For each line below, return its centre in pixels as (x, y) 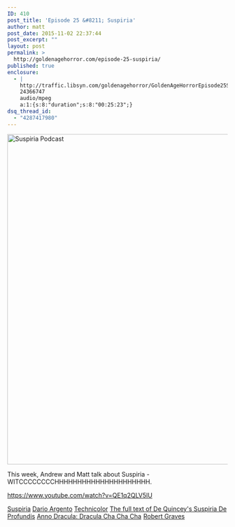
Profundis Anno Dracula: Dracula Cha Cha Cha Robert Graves (96, 516)
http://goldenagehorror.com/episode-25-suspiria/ (87, 59)
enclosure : (23, 72)
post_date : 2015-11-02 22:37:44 (54, 33)
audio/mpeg (36, 99)
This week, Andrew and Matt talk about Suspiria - (79, 474)
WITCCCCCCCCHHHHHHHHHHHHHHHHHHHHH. (80, 482)
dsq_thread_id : (29, 111)
